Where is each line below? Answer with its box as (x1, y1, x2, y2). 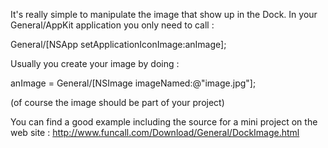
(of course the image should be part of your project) (10, 97, 225, 108)
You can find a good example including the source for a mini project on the (10, 116, 318, 128)
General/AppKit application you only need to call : (10, 19, 215, 31)
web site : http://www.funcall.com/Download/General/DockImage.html (10, 127, 300, 138)
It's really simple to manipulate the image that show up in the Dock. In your (10, 9, 318, 20)
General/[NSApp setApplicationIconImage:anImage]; (10, 39, 227, 50)
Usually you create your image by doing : (10, 58, 180, 69)
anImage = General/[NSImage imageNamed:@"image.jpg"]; (10, 77, 257, 89)
